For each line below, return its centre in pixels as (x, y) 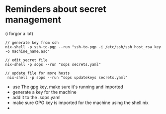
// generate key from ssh (32, 43)
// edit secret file (27, 60)
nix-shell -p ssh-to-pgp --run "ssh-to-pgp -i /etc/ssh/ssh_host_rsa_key (83, 47)
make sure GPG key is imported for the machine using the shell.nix (81, 103)
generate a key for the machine (44, 92)
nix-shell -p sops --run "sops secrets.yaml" (53, 64)
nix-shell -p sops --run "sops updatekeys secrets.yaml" (67, 77)
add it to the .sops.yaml (36, 97)
